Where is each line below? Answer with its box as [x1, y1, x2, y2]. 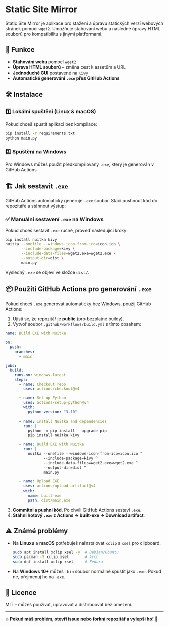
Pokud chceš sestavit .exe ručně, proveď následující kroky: [5, 227, 128, 233]
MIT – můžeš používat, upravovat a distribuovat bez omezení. [5, 602, 133, 608]
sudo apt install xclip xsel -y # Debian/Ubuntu [12, 550, 119, 555]
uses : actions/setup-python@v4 [23, 400, 89, 405]
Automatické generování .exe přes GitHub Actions [12, 75, 120, 81]
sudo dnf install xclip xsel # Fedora [12, 559, 103, 565]
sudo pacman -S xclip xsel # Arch [12, 554, 99, 560]
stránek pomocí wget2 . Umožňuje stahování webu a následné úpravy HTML [5, 25, 161, 31]
